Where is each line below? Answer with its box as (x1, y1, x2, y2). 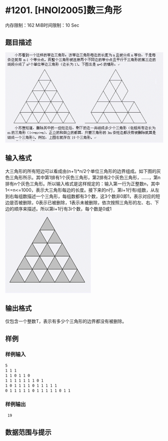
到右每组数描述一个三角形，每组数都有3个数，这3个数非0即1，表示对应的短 (5, 193, 160, 199)
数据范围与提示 (5, 428, 52, 436)
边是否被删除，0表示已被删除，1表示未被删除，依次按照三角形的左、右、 (5, 199, 155, 205)
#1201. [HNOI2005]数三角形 (5, 5, 122, 16)
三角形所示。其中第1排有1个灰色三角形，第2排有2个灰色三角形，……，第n (9, 174, 160, 180)
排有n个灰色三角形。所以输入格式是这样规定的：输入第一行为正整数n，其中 (5, 180, 160, 186)
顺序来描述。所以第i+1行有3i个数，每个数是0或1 (14, 205, 112, 211)
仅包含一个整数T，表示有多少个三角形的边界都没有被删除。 (5, 318, 127, 324)
